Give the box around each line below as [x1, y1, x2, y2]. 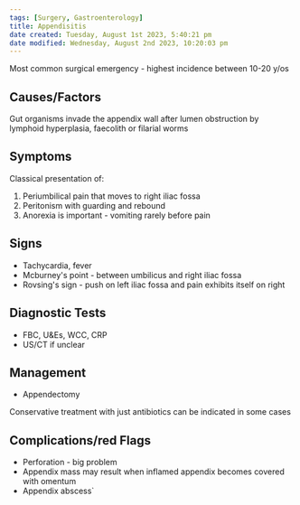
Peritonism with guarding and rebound [22, 200, 165, 210]
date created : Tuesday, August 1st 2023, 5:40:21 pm [9, 30, 212, 39]
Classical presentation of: [9, 173, 105, 183]
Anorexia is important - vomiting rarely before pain [22, 210, 211, 220]
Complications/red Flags [9, 433, 152, 448]
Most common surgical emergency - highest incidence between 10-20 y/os [9, 63, 289, 74]
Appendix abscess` [22, 485, 95, 497]
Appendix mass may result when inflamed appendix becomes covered [22, 466, 285, 477]
